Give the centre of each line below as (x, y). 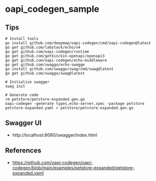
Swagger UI (23, 123)
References (23, 151)
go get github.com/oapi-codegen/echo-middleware (56, 60)
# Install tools (22, 39)
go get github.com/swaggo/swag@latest (45, 73)
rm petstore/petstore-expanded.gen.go (45, 99)
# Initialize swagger (27, 82)
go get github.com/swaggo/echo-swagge (45, 65)
